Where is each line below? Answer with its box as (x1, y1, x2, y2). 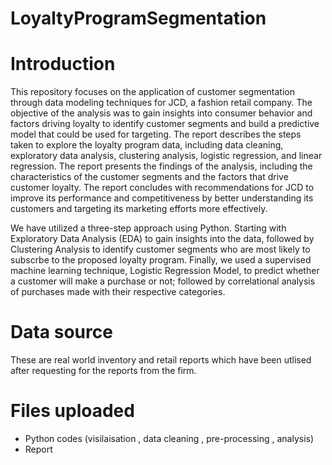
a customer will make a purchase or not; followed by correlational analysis (10, 275, 316, 287)
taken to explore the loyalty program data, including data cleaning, (10, 139, 284, 151)
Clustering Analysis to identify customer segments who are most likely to (10, 243, 311, 256)
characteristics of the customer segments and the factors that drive (10, 171, 289, 183)
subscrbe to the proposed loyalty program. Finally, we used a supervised (10, 254, 312, 266)
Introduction (10, 53, 116, 76)
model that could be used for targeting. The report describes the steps (10, 128, 302, 141)
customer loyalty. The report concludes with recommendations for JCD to (10, 182, 315, 194)
